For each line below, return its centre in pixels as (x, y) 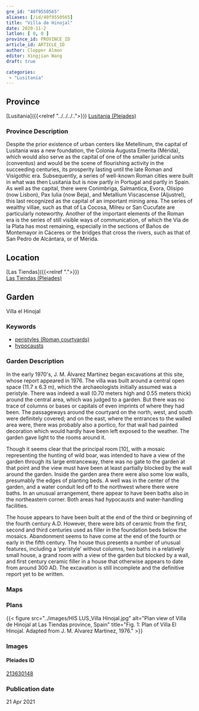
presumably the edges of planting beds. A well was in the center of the (93, 480)
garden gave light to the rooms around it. (56, 437)
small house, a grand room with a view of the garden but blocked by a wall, (98, 555)
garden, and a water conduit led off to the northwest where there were (92, 486)
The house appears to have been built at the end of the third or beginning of (99, 517)
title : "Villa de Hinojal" (40, 23)
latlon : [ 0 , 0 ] (28, 34)
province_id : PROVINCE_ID (38, 39)
